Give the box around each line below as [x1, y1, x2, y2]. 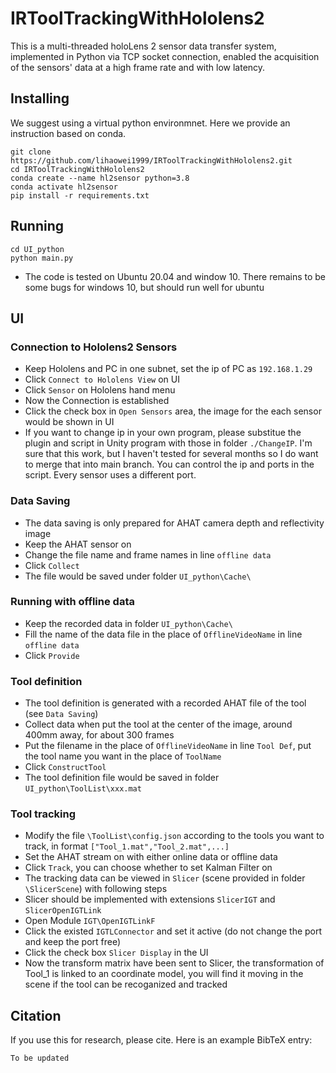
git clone [10, 147, 52, 157]
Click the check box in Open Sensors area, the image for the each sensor [24, 405, 322, 417]
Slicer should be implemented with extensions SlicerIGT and [24, 893, 276, 906]
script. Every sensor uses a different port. [24, 469, 197, 481]
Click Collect [24, 559, 80, 571]
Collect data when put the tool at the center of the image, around [24, 718, 293, 731]
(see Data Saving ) [24, 708, 99, 720]
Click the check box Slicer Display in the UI [24, 947, 209, 959]
